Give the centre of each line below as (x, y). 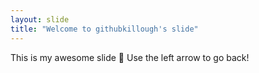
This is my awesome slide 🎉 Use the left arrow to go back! (130, 57)
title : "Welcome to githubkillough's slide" (104, 29)
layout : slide (40, 19)
